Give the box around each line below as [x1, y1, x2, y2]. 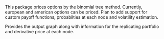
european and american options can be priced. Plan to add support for [5, 9, 148, 15]
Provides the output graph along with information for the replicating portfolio [5, 24, 159, 29]
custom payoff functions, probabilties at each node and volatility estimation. [5, 14, 158, 20]
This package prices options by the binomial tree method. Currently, [5, 4, 143, 10]
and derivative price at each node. [5, 29, 74, 34]
